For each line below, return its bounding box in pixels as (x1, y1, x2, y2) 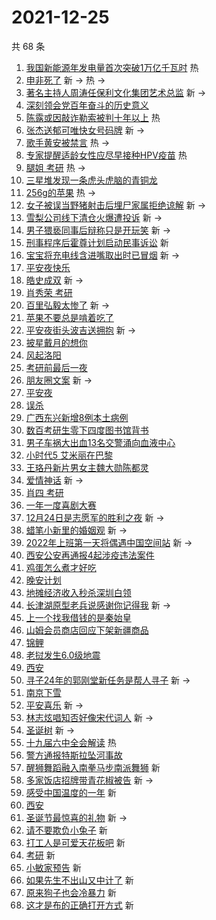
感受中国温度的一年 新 (25, 786, 117, 798)
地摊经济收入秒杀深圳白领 (25, 586, 132, 598)
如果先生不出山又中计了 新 (25, 874, 134, 886)
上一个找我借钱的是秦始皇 (25, 611, 132, 623)
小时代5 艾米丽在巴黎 (25, 449, 114, 461)
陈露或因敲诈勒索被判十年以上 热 (25, 111, 161, 123)
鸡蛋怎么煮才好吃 (25, 561, 97, 573)
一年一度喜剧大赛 (25, 499, 97, 511)
